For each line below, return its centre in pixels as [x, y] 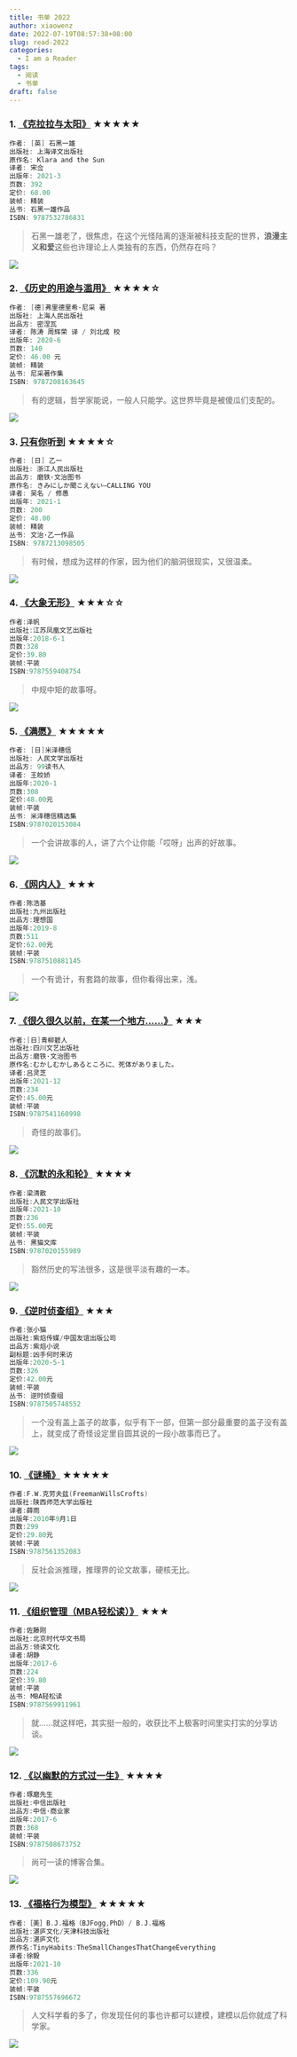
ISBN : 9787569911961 [45, 1705]
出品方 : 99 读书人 [37, 767]
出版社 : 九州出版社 [38, 912]
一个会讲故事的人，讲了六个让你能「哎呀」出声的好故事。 [136, 842]
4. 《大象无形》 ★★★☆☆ [66, 603]
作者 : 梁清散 [28, 1193]
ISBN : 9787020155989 [45, 1251]
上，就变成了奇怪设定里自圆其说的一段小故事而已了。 [128, 1433]
